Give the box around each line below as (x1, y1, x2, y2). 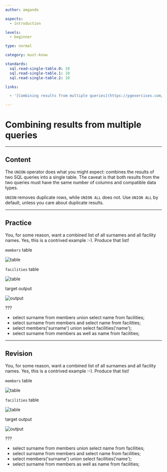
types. (5, 185, 18, 191)
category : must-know (5, 53, 48, 58)
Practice (5, 219, 32, 227)
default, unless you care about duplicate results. (5, 200, 104, 206)
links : (5, 84, 19, 90)
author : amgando (5, 7, 39, 12)
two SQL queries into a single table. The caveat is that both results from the (5, 174, 160, 180)
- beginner (9, 34, 32, 40)
